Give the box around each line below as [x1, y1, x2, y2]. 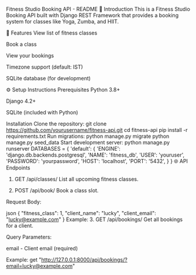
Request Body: [6, 198, 42, 205]
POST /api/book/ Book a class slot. [14, 187, 99, 193]
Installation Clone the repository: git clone [6, 120, 107, 127]
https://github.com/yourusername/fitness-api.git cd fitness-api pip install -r [6, 127, 188, 133]
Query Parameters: [6, 233, 52, 240]
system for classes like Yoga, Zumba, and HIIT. [6, 18, 119, 25]
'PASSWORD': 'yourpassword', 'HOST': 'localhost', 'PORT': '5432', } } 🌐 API [6, 158, 188, 164]
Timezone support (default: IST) [6, 63, 83, 70]
